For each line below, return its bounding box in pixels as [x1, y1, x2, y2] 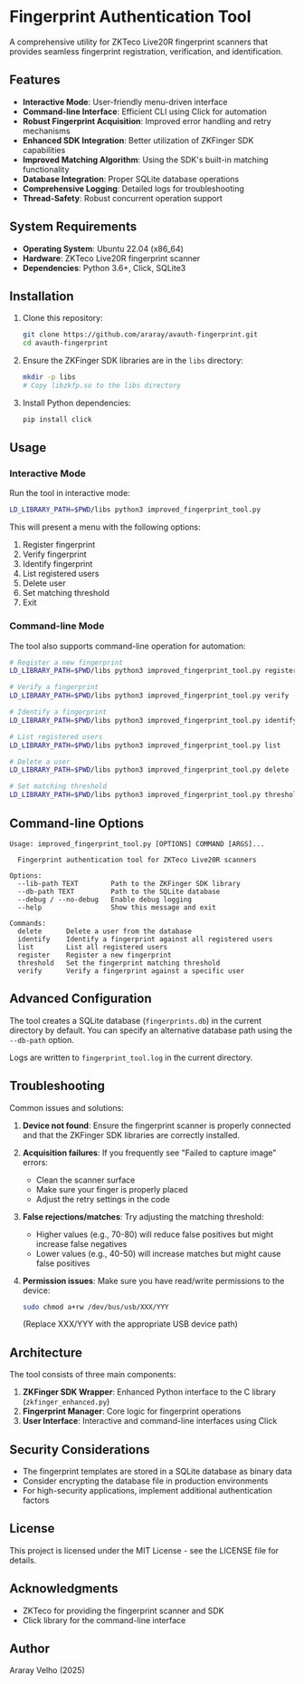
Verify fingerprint [22, 549, 87, 560]
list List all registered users [17, 942, 168, 951]
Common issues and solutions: [9, 1102, 124, 1113]
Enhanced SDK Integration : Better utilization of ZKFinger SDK [22, 134, 254, 146]
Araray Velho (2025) [9, 1665, 86, 1676]
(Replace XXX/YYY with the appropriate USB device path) [22, 1319, 238, 1329]
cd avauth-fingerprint [22, 338, 109, 348]
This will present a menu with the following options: [9, 521, 201, 532]
